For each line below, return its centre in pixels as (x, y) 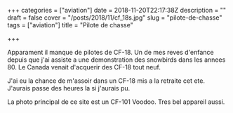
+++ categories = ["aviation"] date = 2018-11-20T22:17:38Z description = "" (117, 10)
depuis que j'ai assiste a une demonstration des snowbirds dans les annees (116, 60)
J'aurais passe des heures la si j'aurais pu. (69, 88)
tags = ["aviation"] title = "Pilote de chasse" (70, 25)
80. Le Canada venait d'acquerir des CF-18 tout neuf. (84, 67)
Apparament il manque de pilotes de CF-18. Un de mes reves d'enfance (111, 52)
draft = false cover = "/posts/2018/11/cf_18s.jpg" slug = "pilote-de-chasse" (115, 18)
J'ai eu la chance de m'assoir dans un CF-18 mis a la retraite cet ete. (106, 81)
